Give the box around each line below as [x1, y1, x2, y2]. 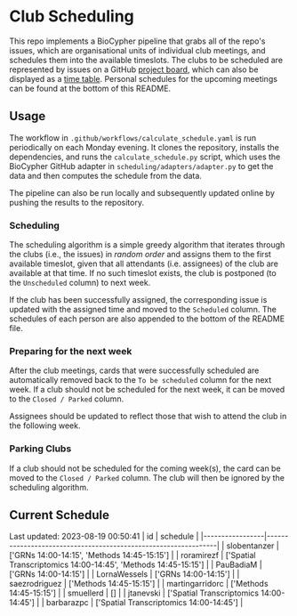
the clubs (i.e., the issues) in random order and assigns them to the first [9, 249, 271, 260]
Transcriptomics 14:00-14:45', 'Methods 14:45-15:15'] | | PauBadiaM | [9, 559, 262, 571]
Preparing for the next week [9, 344, 132, 357]
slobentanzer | [226, 540, 280, 551]
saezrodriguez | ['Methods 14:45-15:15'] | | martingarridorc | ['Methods [9, 579, 269, 589]
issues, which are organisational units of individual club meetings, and [9, 45, 266, 55]
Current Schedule [9, 507, 109, 523]
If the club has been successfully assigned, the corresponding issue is [9, 295, 268, 305]
